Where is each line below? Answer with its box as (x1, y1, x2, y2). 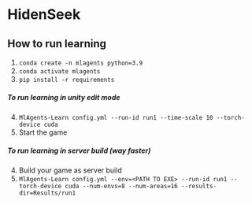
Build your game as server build (18, 165, 123, 175)
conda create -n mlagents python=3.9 (18, 59, 143, 67)
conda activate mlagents (18, 68, 101, 76)
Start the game (18, 128, 68, 137)
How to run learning (7, 37, 107, 50)
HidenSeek (7, 6, 81, 24)
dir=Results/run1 (18, 189, 76, 197)
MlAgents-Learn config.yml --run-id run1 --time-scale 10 (18, 113, 213, 121)
